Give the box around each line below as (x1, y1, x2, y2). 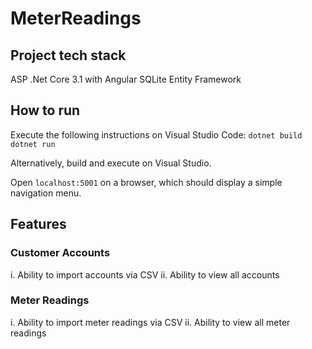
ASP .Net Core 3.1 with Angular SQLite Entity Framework (10, 73, 242, 85)
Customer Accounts (10, 246, 111, 260)
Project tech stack (10, 47, 127, 64)
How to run (10, 102, 81, 119)
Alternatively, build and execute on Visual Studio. (10, 157, 212, 169)
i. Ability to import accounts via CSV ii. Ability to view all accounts (10, 268, 280, 281)
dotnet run (10, 139, 56, 149)
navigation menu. (10, 187, 82, 199)
